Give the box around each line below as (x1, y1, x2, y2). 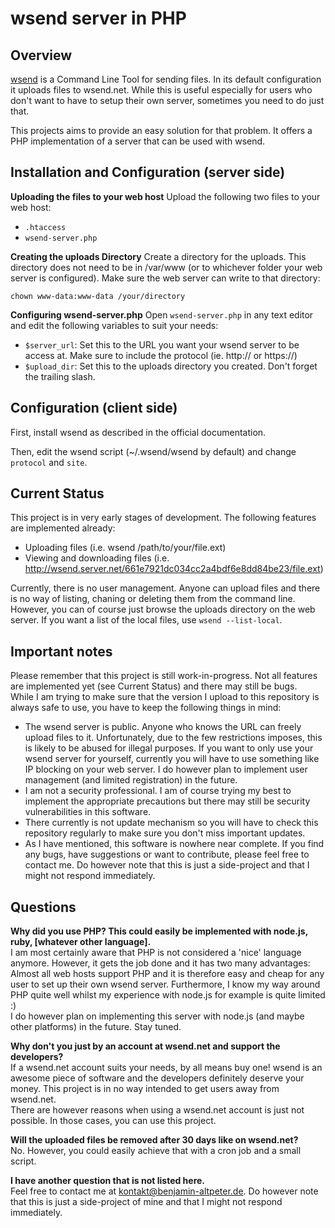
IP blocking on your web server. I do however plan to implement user (24, 763, 308, 776)
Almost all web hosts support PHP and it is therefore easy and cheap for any (10, 968, 325, 980)
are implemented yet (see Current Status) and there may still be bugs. (10, 680, 298, 692)
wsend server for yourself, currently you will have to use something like (24, 753, 320, 765)
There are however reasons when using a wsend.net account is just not (10, 1104, 305, 1116)
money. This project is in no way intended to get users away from (10, 1083, 280, 1095)
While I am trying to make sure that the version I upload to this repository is (10, 691, 320, 703)
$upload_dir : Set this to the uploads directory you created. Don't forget (24, 360, 318, 372)
